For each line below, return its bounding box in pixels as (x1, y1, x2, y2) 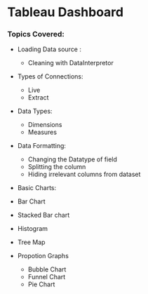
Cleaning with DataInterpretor (27, 59, 114, 67)
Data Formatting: (17, 142, 67, 150)
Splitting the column (27, 163, 86, 171)
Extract (27, 93, 49, 102)
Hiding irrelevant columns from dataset (27, 170, 141, 179)
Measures (27, 128, 58, 137)
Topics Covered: (7, 29, 65, 39)
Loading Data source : (17, 45, 82, 53)
